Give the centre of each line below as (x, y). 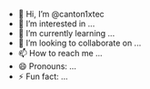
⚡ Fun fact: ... (43, 76)
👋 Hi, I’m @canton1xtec (61, 14)
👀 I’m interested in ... (56, 24)
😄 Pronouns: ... (47, 66)
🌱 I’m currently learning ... (66, 33)
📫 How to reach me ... (60, 53)
